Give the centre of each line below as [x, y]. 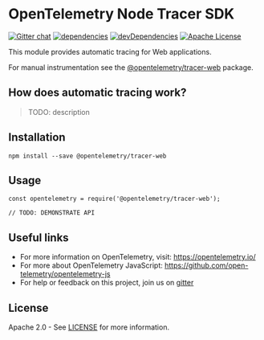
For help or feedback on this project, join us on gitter [107, 283]
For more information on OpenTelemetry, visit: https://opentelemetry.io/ [138, 257]
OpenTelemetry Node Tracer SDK [122, 14]
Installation [37, 137]
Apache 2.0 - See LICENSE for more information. [89, 327]
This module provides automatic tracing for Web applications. [110, 51]
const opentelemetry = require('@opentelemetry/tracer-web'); [114, 199]
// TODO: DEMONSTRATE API [51, 213]
